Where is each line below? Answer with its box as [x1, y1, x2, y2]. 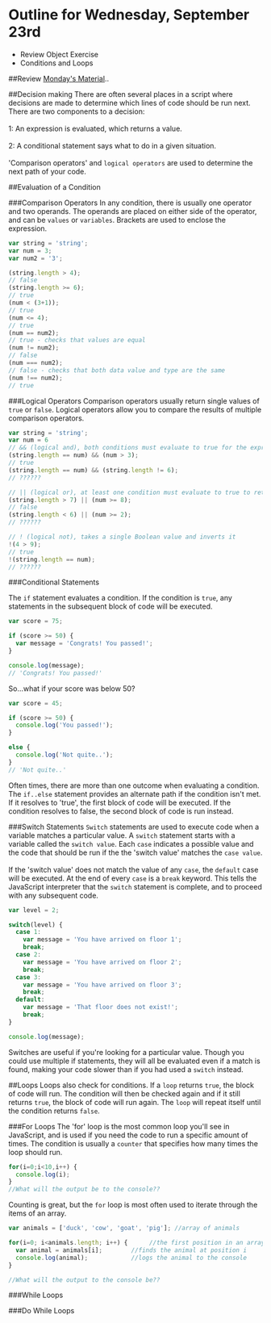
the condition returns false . [8, 1106, 101, 1116]
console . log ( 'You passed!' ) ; [15, 721, 114, 730]
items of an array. [8, 1208, 67, 1218]
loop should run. [8, 1147, 63, 1157]
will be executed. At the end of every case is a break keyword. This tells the [8, 873, 257, 883]
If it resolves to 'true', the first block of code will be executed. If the [8, 798, 231, 807]
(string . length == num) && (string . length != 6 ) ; [8, 466, 179, 474]
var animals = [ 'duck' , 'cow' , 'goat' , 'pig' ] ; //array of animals [8, 1225, 240, 1233]
